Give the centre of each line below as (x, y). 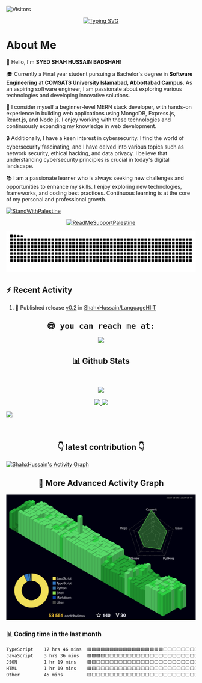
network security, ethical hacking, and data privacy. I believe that (87, 153)
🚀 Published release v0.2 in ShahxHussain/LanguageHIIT (85, 307)
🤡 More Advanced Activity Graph (101, 483)
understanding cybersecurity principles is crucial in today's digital (88, 159)
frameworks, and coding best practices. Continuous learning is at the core (98, 193)
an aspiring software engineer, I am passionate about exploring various (94, 89)
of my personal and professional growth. (57, 199)
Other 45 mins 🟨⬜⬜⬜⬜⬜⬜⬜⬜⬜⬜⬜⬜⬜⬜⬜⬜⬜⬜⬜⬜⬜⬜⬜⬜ (103, 675)
